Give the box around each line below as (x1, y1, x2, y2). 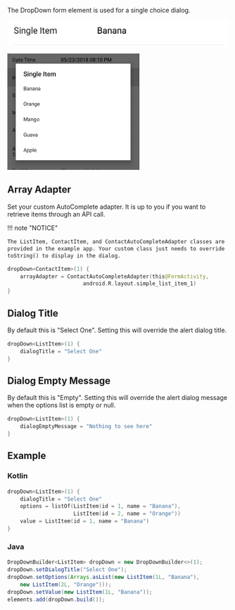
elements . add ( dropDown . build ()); (7, 596, 106, 603)
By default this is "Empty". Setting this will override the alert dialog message (7, 394, 227, 402)
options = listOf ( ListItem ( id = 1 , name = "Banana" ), (20, 503, 181, 510)
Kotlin (7, 471, 28, 481)
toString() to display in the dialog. (7, 252, 121, 260)
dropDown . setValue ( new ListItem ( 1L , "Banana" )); (7, 588, 153, 595)
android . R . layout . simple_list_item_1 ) (82, 280, 197, 288)
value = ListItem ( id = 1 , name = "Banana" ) (20, 518, 150, 525)
